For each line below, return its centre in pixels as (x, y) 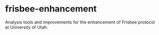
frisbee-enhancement (51, 9)
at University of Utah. (26, 27)
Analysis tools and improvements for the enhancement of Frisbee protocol (80, 22)
